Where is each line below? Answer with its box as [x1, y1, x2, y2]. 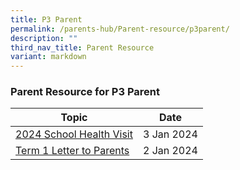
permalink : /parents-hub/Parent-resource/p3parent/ [10, 24, 230, 34]
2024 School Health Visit [15, 127, 133, 141]
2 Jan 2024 [142, 144, 198, 158]
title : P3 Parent [10, 14, 83, 25]
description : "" [10, 33, 78, 43]
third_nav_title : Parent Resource [10, 42, 155, 53]
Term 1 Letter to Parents [15, 144, 130, 158]
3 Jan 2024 [142, 127, 198, 141]
